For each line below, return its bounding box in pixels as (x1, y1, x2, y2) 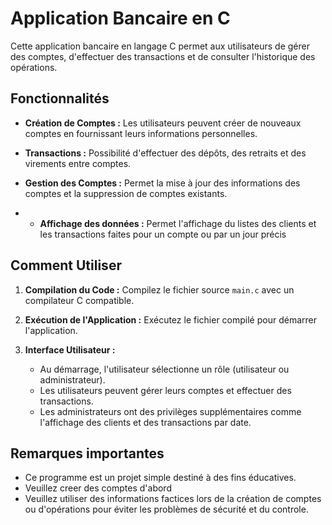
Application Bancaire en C (10, 7, 231, 30)
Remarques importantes (10, 445, 165, 462)
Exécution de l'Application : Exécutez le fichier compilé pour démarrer (24, 313, 317, 326)
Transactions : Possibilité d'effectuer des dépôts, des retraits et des (24, 147, 307, 159)
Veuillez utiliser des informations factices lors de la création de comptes (24, 493, 322, 505)
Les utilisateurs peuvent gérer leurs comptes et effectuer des (39, 384, 292, 396)
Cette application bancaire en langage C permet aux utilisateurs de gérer (10, 40, 310, 52)
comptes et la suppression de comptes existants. (24, 187, 228, 199)
